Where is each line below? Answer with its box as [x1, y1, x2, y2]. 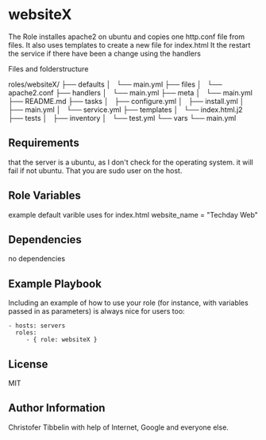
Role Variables [8, 189, 81, 203]
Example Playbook [8, 276, 102, 291]
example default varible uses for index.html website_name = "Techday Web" [8, 210, 258, 219]
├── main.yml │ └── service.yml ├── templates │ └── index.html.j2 [8, 105, 243, 114]
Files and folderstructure [8, 64, 89, 73]
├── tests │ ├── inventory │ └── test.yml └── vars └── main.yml [8, 113, 237, 122]
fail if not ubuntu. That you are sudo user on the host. [8, 165, 183, 176]
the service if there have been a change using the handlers [8, 48, 201, 58]
